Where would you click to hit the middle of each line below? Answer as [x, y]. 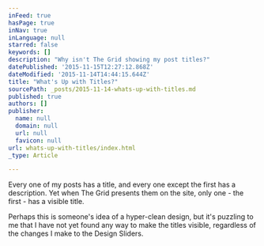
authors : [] [28, 104]
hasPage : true [32, 23]
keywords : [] [30, 52]
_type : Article [33, 155]
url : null [31, 133]
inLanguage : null [37, 38]
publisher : [26, 112]
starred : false [33, 45]
